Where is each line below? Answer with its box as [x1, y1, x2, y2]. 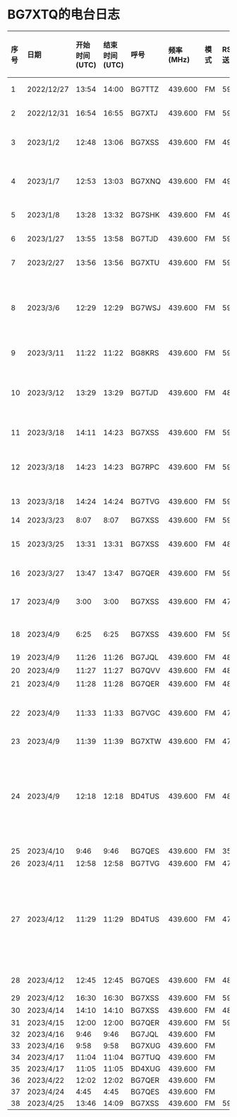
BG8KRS [130, 348, 159, 357]
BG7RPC [130, 462, 160, 471]
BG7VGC [130, 708, 161, 718]
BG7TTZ [130, 84, 159, 94]
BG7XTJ [130, 108, 158, 118]
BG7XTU [130, 258, 160, 268]
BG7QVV [130, 665, 161, 675]
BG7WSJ [130, 302, 161, 312]
